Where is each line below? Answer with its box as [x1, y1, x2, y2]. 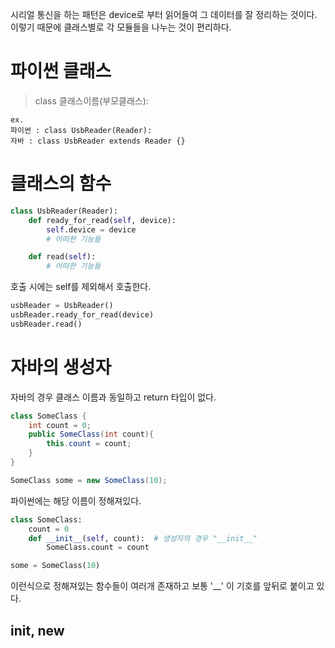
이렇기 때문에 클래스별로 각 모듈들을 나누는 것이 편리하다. [10, 21, 232, 33]
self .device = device [46, 224, 137, 235]
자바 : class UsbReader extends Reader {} [10, 136, 186, 146]
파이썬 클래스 [10, 60, 112, 83]
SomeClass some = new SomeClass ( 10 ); [10, 475, 168, 485]
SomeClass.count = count [46, 543, 150, 553]
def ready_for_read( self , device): [28, 215, 177, 225]
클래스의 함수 [10, 173, 112, 195]
